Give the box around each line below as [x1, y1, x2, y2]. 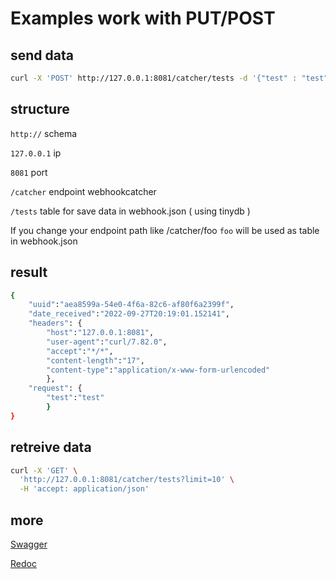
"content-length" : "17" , [46, 355, 145, 366]
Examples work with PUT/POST [10, 7, 276, 30]
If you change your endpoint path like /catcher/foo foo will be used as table [10, 224, 320, 236]
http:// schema [10, 127, 78, 139]
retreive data [10, 439, 92, 456]
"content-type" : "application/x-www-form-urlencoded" [46, 365, 271, 375]
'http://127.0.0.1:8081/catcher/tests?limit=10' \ [19, 475, 235, 485]
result [10, 264, 48, 281]
